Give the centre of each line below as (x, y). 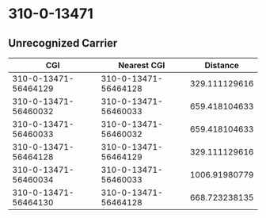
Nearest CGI (142, 65)
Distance (222, 65)
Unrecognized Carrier (63, 43)
